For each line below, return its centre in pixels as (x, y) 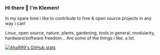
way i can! (15, 23)
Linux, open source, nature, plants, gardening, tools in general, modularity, (80, 33)
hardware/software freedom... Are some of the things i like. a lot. (70, 38)
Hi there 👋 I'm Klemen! (32, 8)
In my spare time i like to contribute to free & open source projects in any (78, 18)
